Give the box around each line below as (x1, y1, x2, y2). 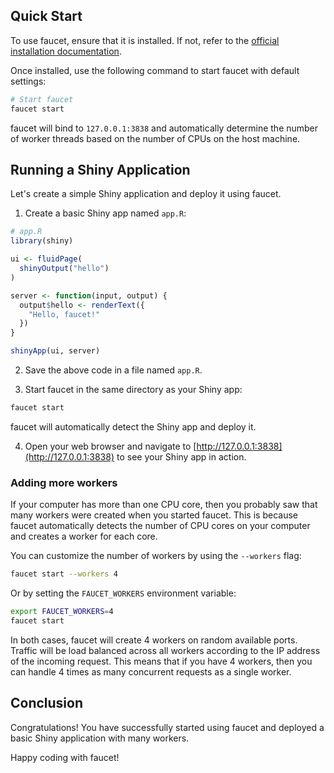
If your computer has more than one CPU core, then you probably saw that (10, 499, 318, 511)
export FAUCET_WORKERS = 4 (10, 607, 114, 617)
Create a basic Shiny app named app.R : (24, 207, 187, 219)
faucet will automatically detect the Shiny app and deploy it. (10, 420, 257, 433)
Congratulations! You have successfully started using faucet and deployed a (10, 721, 325, 733)
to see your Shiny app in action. (116, 450, 247, 463)
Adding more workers (10, 475, 118, 489)
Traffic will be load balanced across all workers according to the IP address (10, 644, 321, 656)
